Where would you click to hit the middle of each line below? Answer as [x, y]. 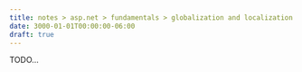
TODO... [24, 60]
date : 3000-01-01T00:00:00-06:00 [72, 26]
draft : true [32, 34]
